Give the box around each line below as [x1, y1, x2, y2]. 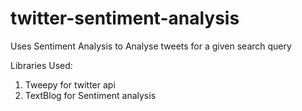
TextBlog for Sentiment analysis [24, 89, 157, 101]
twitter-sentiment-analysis [10, 7, 240, 30]
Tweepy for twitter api [24, 78, 116, 91]
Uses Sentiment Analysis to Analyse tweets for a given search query [10, 40, 292, 52]
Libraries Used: [10, 59, 73, 71]
